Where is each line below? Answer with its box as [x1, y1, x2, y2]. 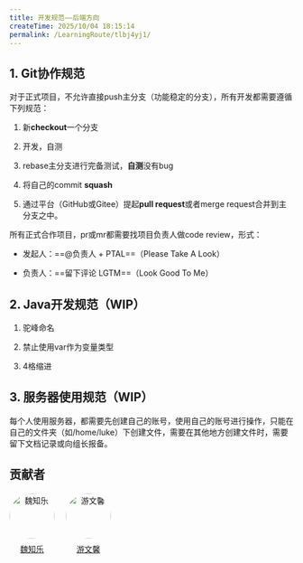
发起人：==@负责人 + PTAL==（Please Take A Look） [22, 249, 225, 259]
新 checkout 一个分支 [22, 122, 99, 133]
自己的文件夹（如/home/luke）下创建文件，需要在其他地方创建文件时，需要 [9, 427, 289, 437]
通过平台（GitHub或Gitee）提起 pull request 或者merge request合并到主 [22, 199, 287, 210]
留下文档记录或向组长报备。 [9, 437, 113, 448]
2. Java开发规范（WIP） [9, 296, 146, 312]
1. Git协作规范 [9, 65, 86, 81]
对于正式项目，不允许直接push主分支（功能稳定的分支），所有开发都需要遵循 [9, 91, 293, 102]
